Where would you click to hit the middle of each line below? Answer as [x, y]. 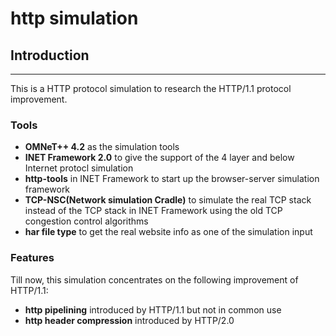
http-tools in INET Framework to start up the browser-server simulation [172, 179]
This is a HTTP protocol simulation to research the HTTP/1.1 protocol [151, 88]
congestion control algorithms [86, 221]
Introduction [50, 55]
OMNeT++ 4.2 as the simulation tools [102, 147]
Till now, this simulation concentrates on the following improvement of [154, 279]
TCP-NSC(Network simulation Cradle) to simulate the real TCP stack [168, 200]
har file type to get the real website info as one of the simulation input [168, 232]
